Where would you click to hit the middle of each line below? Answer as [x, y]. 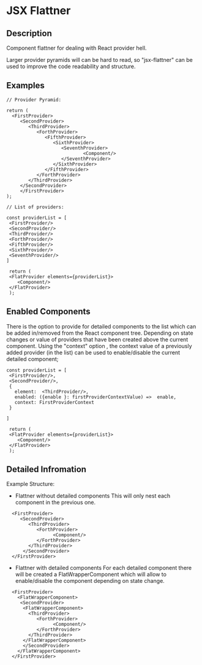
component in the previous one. [55, 503]
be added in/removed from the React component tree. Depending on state [100, 333]
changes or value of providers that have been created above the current [97, 339]
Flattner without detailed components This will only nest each [93, 496]
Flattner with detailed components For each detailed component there [103, 568]
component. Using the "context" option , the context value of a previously [99, 346]
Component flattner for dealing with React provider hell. [77, 48]
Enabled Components [48, 312]
